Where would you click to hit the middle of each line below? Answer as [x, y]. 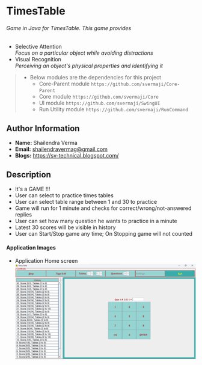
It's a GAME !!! [32, 189]
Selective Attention [38, 47]
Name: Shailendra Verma [46, 143]
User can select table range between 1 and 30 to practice [86, 202]
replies [23, 215]
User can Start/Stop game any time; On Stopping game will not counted [103, 234]
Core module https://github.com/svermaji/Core [99, 97]
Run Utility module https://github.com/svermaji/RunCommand [113, 109]
